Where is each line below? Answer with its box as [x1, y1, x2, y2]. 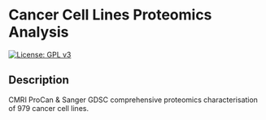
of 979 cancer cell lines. [8, 103, 89, 113]
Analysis [8, 23, 69, 41]
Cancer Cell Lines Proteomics [8, 6, 212, 24]
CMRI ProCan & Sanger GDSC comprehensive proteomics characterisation [8, 95, 259, 105]
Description [8, 73, 69, 87]
